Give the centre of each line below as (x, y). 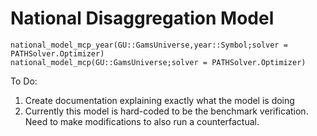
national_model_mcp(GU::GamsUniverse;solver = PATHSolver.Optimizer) (158, 62)
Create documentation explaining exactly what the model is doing (159, 100)
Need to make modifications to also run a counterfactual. (142, 121)
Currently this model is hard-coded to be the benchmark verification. (166, 111)
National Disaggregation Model (142, 18)
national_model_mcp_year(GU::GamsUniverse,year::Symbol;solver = (149, 45)
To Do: (24, 81)
